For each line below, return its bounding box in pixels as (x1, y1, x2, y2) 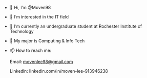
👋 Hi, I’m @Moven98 (9, 5, 51, 10)
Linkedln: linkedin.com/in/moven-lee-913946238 (9, 68, 108, 74)
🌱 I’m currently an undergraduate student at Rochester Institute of (9, 23, 143, 29)
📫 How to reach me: (9, 47, 52, 53)
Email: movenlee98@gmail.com (9, 59, 73, 64)
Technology (9, 29, 34, 34)
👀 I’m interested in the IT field (9, 14, 69, 19)
